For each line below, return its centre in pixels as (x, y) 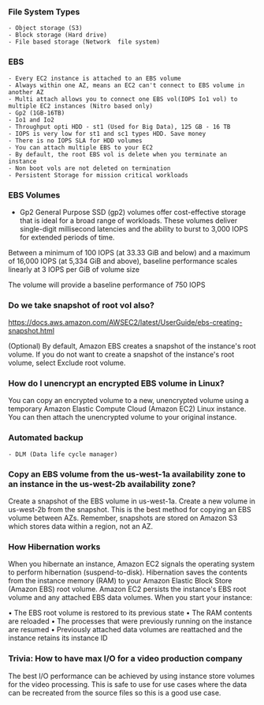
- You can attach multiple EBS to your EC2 (81, 147)
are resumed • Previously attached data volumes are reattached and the (125, 630)
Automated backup (46, 438)
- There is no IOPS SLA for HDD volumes (76, 141)
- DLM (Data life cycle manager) (63, 454)
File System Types (44, 12)
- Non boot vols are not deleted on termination (89, 168)
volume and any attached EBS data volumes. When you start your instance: (130, 598)
